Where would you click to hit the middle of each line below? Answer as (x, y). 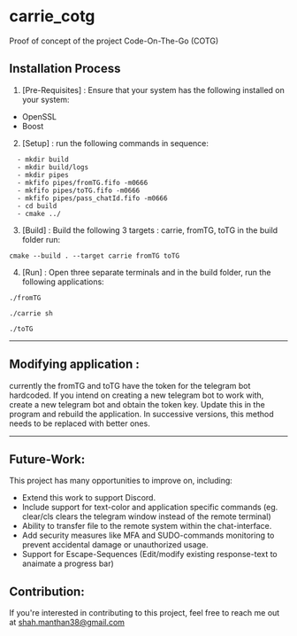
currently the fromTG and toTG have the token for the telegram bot (130, 385)
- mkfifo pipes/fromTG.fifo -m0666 (83, 182)
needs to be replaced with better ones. (80, 423)
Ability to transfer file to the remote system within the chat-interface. (147, 526)
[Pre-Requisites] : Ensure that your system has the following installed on (153, 89)
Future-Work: (47, 459)
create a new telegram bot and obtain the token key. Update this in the (137, 404)
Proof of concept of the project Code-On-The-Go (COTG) (114, 41)
